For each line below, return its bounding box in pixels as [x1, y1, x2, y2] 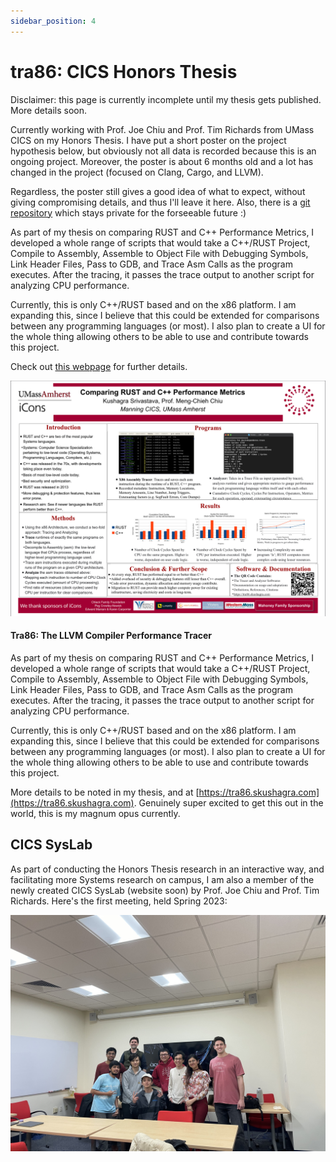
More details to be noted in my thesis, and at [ [10, 786, 200, 798]
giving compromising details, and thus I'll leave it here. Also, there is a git [10, 196, 311, 208]
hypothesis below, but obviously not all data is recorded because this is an [10, 145, 317, 157]
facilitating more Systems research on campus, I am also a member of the [10, 873, 315, 885]
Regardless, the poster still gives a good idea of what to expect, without [10, 185, 306, 197]
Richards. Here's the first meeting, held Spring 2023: [10, 895, 228, 907]
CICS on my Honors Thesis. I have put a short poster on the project [10, 134, 287, 146]
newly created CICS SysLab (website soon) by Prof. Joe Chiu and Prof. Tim [10, 884, 320, 896]
